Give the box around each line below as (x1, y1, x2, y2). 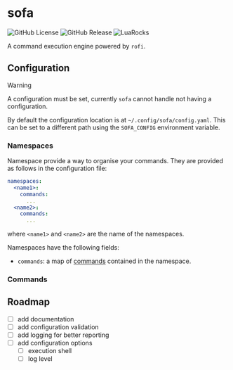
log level (27, 355, 53, 363)
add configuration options (17, 339, 93, 347)
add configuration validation (17, 322, 100, 331)
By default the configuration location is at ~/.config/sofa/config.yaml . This (7, 115, 226, 124)
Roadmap (7, 296, 51, 308)
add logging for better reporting (17, 331, 109, 339)
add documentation (17, 314, 74, 323)
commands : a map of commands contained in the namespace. (17, 257, 192, 265)
